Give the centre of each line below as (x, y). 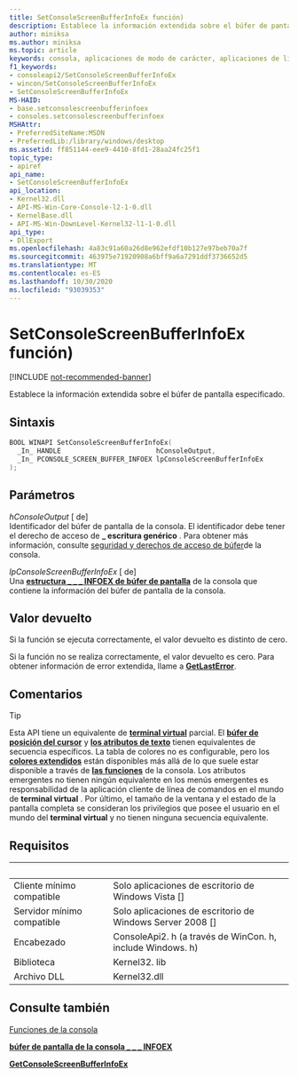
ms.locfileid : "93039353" (57, 289)
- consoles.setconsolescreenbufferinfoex (87, 116)
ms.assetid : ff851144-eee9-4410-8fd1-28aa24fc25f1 (105, 149)
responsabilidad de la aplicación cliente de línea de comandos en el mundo (146, 789)
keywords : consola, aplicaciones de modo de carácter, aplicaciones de (144, 59)
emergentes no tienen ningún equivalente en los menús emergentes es (139, 780)
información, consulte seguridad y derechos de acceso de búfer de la (135, 545)
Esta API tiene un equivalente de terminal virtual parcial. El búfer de (134, 733)
